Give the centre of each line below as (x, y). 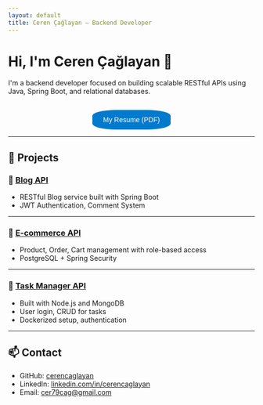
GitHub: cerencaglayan (56, 375)
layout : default (34, 15)
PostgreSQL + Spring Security (68, 259)
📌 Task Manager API (47, 286)
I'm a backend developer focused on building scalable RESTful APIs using (127, 83)
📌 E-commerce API (45, 233)
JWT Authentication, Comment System (82, 205)
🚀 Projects (34, 157)
